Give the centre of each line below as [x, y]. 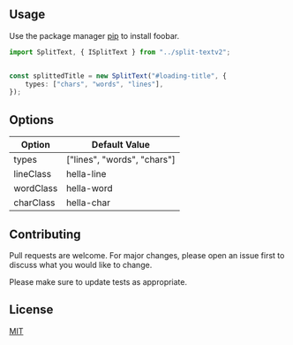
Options [32, 120]
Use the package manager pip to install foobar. [94, 35]
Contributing [45, 234]
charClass [34, 203]
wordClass [36, 188]
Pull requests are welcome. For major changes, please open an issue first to [147, 255]
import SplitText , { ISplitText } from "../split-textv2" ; [120, 52]
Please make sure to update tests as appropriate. [98, 281]
